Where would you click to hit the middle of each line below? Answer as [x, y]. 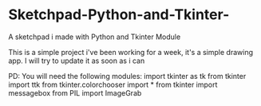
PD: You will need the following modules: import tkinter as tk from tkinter [127, 76]
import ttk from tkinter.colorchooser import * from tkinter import [113, 84]
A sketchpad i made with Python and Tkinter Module [95, 37]
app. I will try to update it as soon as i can [77, 61]
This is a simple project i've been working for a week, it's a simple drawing [131, 52]
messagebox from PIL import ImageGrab [75, 92]
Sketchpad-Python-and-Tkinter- [119, 15]
